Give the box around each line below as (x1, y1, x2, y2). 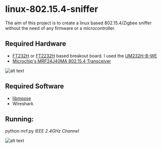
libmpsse (12, 95, 31, 101)
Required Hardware (5, 40, 66, 48)
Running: (5, 115, 34, 123)
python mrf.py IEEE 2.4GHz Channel (5, 128, 79, 134)
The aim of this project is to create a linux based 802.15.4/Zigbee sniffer (5, 20, 152, 26)
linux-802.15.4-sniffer (5, 3, 98, 15)
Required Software (5, 82, 64, 90)
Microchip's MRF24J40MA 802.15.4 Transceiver (12, 58, 111, 64)
